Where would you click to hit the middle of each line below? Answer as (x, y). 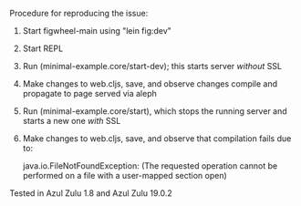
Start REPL (43, 48)
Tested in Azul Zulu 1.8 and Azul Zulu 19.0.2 (91, 193)
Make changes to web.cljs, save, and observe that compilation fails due (157, 139)
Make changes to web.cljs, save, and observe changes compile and (150, 84)
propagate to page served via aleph (90, 93)
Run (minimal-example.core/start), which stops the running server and (155, 111)
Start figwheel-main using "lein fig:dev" (97, 31)
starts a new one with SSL (72, 121)
